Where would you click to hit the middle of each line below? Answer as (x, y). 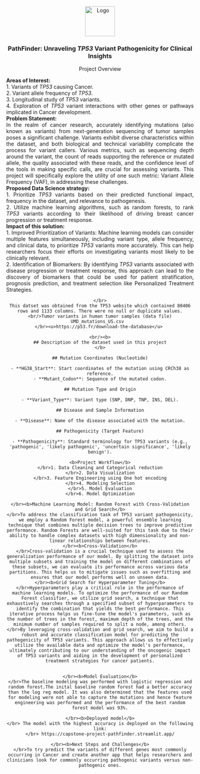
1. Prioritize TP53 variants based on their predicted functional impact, (100, 195)
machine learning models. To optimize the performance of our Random (100, 593)
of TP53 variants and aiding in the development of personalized (100, 656)
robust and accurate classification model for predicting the (100, 635)
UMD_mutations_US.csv (97, 322)
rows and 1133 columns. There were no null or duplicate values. (100, 311)
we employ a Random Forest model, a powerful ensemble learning (100, 520)
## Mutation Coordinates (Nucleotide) (100, 358)
